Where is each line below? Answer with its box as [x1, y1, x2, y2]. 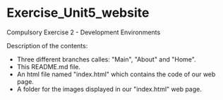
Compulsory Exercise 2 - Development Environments [6, 28, 161, 36]
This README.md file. [16, 62, 81, 71]
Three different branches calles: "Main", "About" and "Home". [16, 55, 196, 64]
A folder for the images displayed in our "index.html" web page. [16, 85, 203, 93]
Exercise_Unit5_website [6, 5, 150, 21]
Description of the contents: [6, 41, 88, 50]
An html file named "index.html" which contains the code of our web [16, 70, 216, 78]
